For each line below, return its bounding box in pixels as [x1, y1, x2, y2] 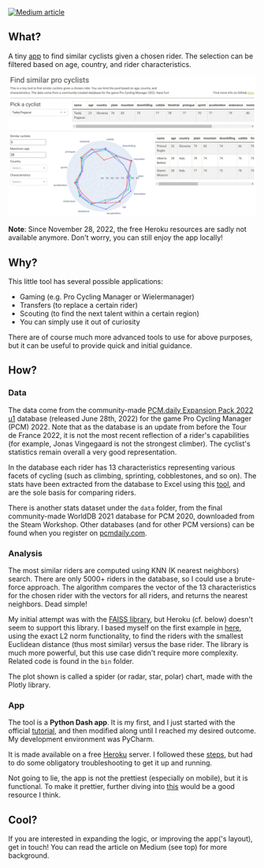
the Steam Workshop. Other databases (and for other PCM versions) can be [8, 519, 255, 529]
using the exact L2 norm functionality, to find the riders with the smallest [8, 631, 244, 641]
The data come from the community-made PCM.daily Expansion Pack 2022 [8, 405, 254, 414]
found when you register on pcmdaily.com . [8, 528, 147, 537]
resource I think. [8, 790, 61, 800]
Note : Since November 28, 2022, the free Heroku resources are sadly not [8, 225, 247, 234]
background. [8, 851, 50, 860]
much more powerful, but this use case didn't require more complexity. [8, 648, 239, 658]
